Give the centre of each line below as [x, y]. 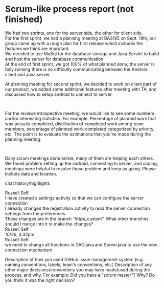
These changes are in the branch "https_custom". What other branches [77, 219]
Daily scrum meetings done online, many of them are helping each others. [80, 158]
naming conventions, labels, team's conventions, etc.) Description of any [79, 265]
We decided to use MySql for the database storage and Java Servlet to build [82, 54]
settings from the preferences [35, 213]
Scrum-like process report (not [70, 9]
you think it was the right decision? [40, 280]
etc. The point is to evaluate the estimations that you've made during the [78, 134]
